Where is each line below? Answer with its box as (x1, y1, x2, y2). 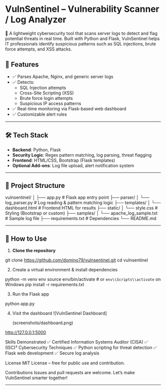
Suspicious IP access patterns (19, 100, 82, 106)
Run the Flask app (12, 291, 49, 297)
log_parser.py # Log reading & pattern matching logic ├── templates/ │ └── (5, 200, 161, 206)
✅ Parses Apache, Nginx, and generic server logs (12, 73, 114, 80)
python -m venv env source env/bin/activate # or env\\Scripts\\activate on (5, 276, 161, 282)
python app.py (5, 301, 35, 307)
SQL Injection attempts (19, 85, 67, 90)
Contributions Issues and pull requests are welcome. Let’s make (5, 370, 135, 376)
